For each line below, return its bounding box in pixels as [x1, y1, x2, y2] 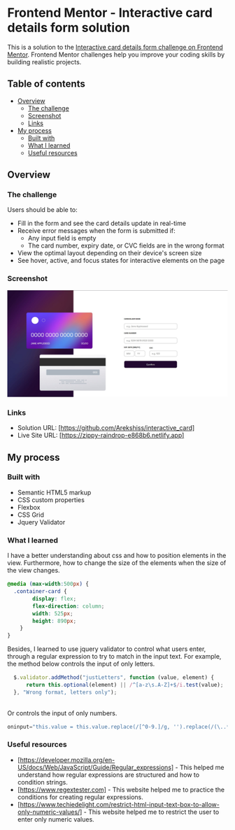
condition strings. [17, 778, 69, 786]
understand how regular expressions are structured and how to [17, 771, 200, 779]
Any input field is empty [27, 234, 97, 243]
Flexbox [17, 503, 41, 511]
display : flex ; [32, 595, 77, 602]
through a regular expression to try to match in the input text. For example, [7, 652, 222, 661]
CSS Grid [17, 510, 44, 519]
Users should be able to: [7, 206, 78, 214]
